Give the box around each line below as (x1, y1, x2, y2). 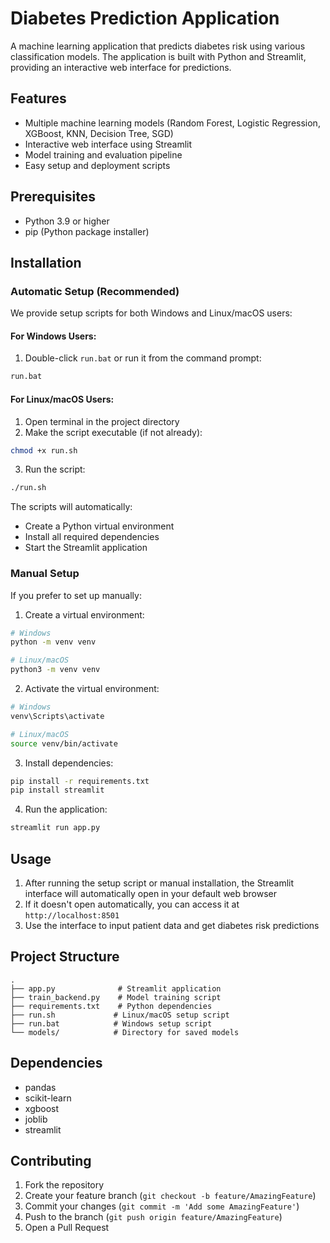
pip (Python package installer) (24, 225, 150, 237)
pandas (24, 1081, 57, 1093)
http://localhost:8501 (24, 911, 120, 921)
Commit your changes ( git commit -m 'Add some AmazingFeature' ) (24, 1200, 300, 1212)
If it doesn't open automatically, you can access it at (24, 898, 240, 911)
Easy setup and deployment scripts (24, 159, 171, 171)
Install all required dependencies (24, 531, 160, 543)
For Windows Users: (10, 330, 97, 342)
